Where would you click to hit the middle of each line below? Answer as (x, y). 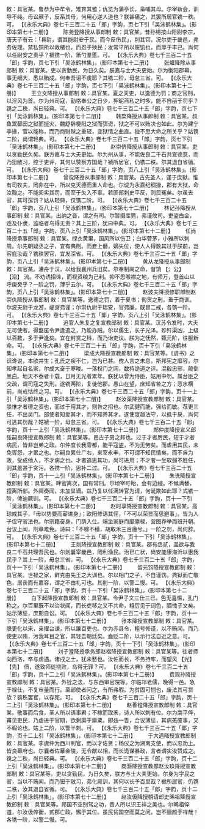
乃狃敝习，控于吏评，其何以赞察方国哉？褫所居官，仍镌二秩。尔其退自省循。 (103, 162)
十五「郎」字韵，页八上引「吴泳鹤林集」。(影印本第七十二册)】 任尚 (106, 231)
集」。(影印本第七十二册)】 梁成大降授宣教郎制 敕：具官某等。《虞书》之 (101, 353)
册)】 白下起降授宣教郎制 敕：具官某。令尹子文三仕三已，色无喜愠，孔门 (102, 598)
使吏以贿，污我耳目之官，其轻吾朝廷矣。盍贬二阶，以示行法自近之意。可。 (100, 636)
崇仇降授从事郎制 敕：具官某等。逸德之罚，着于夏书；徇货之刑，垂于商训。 (101, 299)
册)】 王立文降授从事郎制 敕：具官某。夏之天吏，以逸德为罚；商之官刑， (102, 93)
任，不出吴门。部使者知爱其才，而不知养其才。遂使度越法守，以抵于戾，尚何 (103, 414)
